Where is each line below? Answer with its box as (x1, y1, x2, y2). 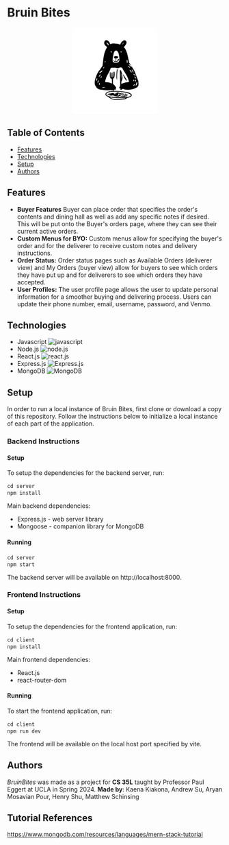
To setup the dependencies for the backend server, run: (7, 469, 165, 477)
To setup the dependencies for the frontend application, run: (7, 622, 178, 630)
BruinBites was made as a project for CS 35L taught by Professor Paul (7, 778, 204, 786)
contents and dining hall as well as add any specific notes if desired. (16, 212, 210, 221)
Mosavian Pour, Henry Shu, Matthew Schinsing (7, 792, 139, 800)
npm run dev (7, 728, 41, 735)
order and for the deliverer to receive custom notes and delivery (16, 241, 198, 249)
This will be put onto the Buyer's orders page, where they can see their (16, 219, 217, 228)
